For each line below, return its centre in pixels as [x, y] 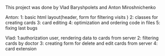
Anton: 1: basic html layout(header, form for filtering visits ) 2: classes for [82, 17]
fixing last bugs [21, 28]
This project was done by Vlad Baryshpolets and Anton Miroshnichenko [80, 7]
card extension [21, 49]
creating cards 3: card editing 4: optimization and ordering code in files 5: [83, 23]
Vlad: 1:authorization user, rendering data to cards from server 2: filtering [82, 38]
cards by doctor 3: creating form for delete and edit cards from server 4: [81, 43]
